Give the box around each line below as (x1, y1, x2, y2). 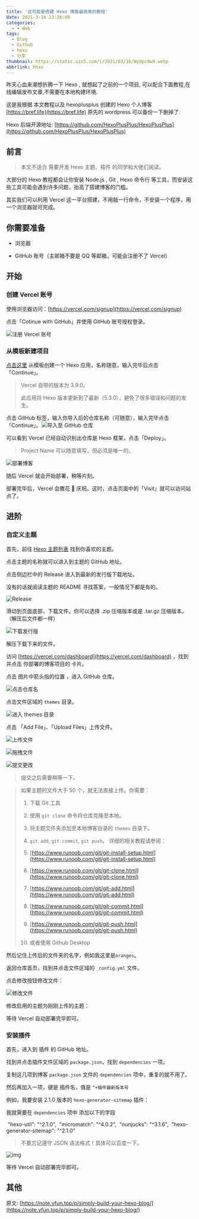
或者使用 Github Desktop (29, 939, 90, 946)
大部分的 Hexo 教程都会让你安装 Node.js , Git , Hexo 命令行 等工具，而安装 (6, 176, 188, 183)
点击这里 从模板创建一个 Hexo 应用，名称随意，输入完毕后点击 (6, 361, 159, 369)
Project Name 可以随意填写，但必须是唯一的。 (20, 447, 134, 454)
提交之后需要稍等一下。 (20, 774, 78, 781)
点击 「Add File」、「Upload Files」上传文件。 (6, 723, 116, 730)
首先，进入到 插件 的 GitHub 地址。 (6, 1045, 92, 1053)
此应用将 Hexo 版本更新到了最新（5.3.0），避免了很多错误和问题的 (20, 394, 182, 401)
